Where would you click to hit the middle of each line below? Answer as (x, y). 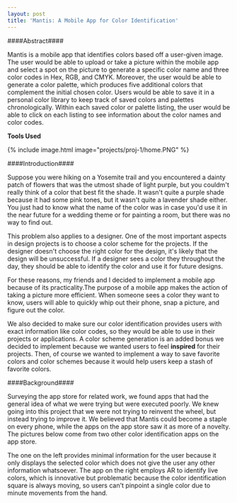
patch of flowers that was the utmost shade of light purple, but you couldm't (118, 184)
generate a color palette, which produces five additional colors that (105, 84)
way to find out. (30, 222)
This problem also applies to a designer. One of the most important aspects (117, 236)
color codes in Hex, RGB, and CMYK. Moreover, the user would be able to (114, 77)
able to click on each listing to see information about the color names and (114, 115)
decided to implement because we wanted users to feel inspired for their (114, 346)
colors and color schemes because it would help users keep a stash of (110, 361)
